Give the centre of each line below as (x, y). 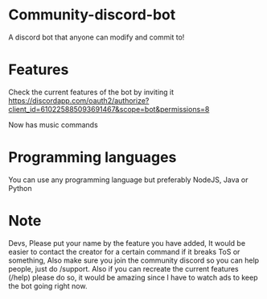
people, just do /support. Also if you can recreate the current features (123, 268)
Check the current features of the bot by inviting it (91, 92)
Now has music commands (53, 125)
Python (20, 188)
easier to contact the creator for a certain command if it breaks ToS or (124, 251)
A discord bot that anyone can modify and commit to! (97, 37)
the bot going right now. (48, 286)
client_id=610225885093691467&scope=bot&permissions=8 (109, 109)
